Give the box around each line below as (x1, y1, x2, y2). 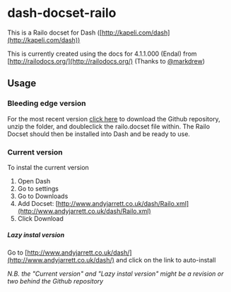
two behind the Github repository (7, 276, 104, 285)
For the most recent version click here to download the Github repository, (7, 114, 220, 123)
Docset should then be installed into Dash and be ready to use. (7, 129, 191, 138)
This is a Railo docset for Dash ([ (7, 28, 102, 37)
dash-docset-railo (7, 5, 117, 21)
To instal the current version (7, 163, 90, 171)
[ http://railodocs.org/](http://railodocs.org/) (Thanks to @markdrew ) (7, 56, 206, 65)
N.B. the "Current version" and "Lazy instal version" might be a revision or (7, 269, 224, 278)
